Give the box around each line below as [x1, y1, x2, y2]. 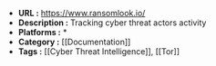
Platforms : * [17, 27, 67, 37]
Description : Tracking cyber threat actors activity [17, 17, 207, 28]
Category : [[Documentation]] [17, 36, 131, 47]
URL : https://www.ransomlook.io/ [17, 8, 146, 18]
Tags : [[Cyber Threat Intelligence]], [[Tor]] [17, 46, 180, 57]
